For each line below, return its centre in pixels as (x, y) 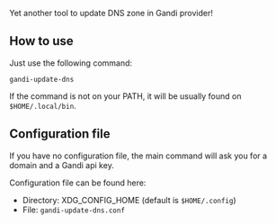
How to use (41, 41)
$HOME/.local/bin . (43, 105)
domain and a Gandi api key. (62, 165)
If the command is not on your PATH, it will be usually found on (125, 96)
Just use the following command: (71, 63)
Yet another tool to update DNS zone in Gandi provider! (111, 13)
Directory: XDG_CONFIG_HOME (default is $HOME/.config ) (129, 200)
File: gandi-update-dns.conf (74, 210)
